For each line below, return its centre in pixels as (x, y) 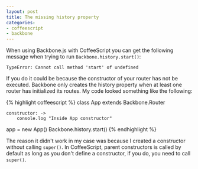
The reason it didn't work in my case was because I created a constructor (96, 141)
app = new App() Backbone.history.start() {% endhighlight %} (81, 129)
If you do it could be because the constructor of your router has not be (92, 79)
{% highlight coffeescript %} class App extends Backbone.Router (86, 103)
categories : (21, 22)
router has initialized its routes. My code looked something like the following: (99, 91)
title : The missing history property (53, 17)
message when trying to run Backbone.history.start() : (74, 57)
